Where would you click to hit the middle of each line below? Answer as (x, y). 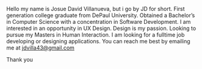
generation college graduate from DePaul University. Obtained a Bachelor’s (101, 15)
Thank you (20, 60)
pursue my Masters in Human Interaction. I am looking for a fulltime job (96, 35)
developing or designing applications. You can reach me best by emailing (98, 41)
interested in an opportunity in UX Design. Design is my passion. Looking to (101, 28)
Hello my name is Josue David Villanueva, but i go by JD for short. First (96, 9)
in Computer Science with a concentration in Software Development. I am (99, 22)
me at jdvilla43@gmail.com (41, 48)
